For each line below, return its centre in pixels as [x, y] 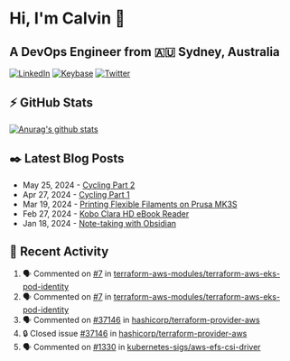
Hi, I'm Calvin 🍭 [67, 19]
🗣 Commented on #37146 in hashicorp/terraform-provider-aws [141, 320]
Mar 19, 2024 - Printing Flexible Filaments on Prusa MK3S [130, 204]
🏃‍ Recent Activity [59, 252]
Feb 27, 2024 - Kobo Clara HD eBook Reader [106, 213]
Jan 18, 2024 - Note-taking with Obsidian [99, 223]
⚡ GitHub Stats [51, 103]
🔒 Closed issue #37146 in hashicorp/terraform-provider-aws [135, 334]
